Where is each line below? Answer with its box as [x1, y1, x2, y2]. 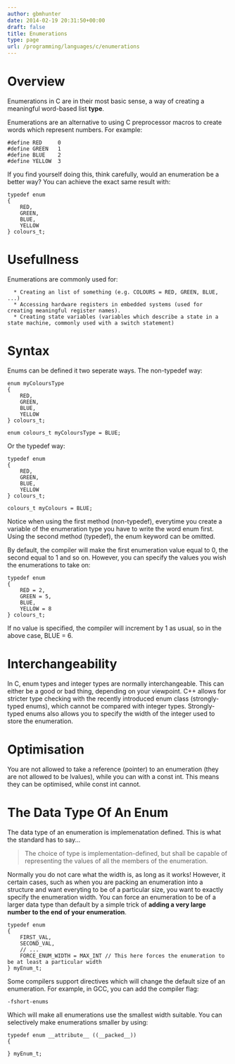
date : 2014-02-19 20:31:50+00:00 [7, 17, 106, 24]
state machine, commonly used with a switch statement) [7, 319, 174, 327]
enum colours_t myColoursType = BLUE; [7, 429, 121, 436]
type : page [7, 37, 39, 44]
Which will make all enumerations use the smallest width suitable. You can [7, 1010, 223, 1019]
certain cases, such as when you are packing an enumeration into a [7, 878, 203, 886]
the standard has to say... [7, 835, 81, 844]
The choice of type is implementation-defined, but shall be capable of [24, 849, 227, 857]
